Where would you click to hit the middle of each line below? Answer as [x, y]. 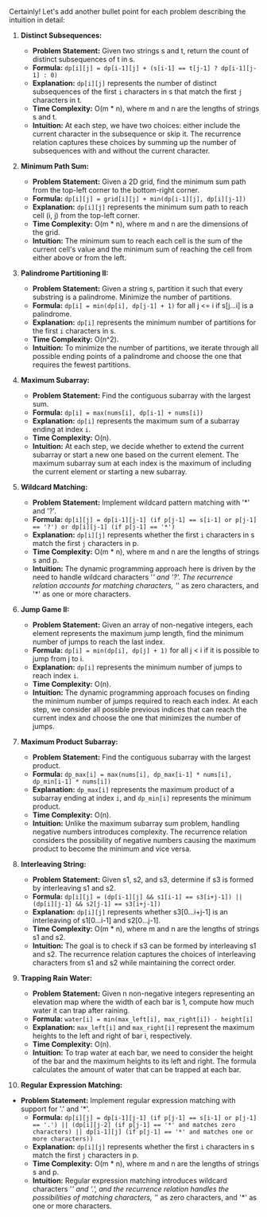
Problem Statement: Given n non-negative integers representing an [143, 993]
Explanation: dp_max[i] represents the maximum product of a [133, 790]
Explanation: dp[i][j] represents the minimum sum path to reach [140, 207]
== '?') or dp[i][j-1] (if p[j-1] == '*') [104, 527]
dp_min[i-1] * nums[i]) [72, 782]
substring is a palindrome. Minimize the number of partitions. [132, 297]
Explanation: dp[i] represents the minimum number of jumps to [137, 667]
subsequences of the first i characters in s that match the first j [137, 92]
